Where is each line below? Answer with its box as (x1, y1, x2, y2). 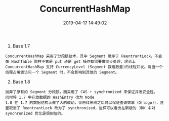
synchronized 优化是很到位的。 (5, 111, 65, 116)
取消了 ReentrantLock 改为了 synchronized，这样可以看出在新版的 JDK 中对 (9, 105, 156, 110)
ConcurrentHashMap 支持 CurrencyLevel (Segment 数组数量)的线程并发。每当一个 (5, 64, 163, 69)
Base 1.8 (12, 78, 30, 85)
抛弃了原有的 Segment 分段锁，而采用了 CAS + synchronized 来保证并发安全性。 (5, 89, 158, 94)
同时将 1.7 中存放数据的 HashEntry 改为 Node (5, 95, 95, 100)
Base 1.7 (12, 43, 30, 49)
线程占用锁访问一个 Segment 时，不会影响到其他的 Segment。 (5, 69, 119, 75)
